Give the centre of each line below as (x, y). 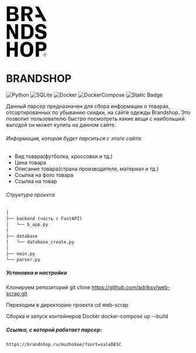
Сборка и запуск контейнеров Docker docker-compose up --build (87, 316)
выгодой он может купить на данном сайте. (61, 125)
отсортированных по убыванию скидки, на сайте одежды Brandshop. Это (98, 112)
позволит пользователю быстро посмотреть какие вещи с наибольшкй (96, 118)
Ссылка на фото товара (44, 175)
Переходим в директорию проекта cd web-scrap (67, 305)
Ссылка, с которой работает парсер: (54, 330)
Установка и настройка (37, 272)
